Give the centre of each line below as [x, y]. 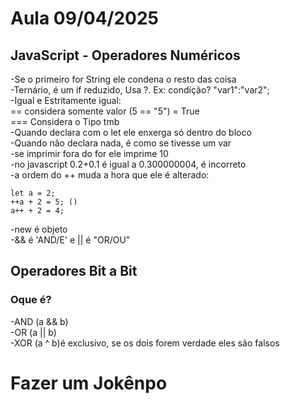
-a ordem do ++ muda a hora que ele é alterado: [110, 175]
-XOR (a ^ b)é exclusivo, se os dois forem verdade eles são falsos [145, 343]
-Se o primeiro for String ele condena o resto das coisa [123, 79]
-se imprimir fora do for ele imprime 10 [89, 153]
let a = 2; [33, 193]
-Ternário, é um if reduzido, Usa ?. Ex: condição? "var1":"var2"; [140, 90]
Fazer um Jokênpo [89, 383]
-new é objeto [39, 229]
